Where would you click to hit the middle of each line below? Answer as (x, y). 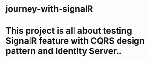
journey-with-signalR (49, 9)
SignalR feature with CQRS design (75, 41)
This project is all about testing (69, 31)
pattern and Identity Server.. (64, 51)
